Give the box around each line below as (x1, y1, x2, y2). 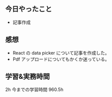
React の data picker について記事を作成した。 (12, 50, 110, 56)
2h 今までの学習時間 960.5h (5, 86, 63, 92)
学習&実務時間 (5, 72, 50, 81)
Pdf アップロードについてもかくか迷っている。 (12, 56, 110, 62)
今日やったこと (5, 5, 52, 14)
